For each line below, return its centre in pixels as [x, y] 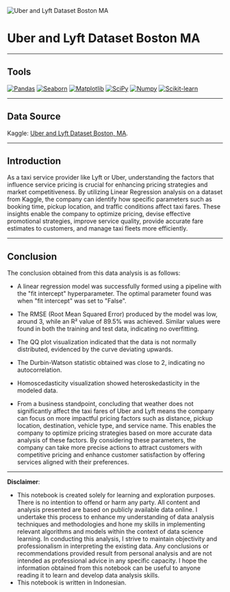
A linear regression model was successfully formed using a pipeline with [119, 286]
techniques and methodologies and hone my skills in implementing [111, 524]
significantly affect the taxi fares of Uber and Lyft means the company [116, 411]
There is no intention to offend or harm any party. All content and [108, 502]
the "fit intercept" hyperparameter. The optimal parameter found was [114, 294]
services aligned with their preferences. [73, 462]
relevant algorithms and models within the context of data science [110, 532]
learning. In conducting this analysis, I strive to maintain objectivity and [117, 539]
